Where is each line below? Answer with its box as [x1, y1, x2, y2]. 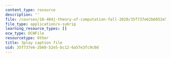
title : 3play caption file [5, 40, 63, 45]
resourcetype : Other [5, 36, 49, 41]
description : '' [5, 12, 40, 17]
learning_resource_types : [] [5, 26, 67, 31]
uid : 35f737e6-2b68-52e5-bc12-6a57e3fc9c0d [5, 45, 99, 50]
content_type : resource [5, 7, 56, 13]
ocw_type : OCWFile [5, 31, 44, 36]
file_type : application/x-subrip [5, 21, 76, 27]
